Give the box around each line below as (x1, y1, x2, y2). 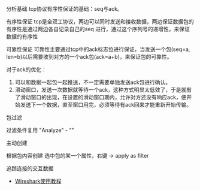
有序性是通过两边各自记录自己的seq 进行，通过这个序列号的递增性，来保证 (6, 26, 190, 32)
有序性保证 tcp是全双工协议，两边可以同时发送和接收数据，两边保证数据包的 (6, 18, 194, 25)
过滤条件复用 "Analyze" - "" (6, 126, 74, 134)
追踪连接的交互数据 (6, 165, 54, 172)
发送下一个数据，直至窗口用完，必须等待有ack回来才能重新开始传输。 (20, 101, 192, 108)
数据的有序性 (6, 33, 38, 40)
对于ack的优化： (6, 66, 47, 73)
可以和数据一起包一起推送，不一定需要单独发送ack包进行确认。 (14, 79, 171, 86)
